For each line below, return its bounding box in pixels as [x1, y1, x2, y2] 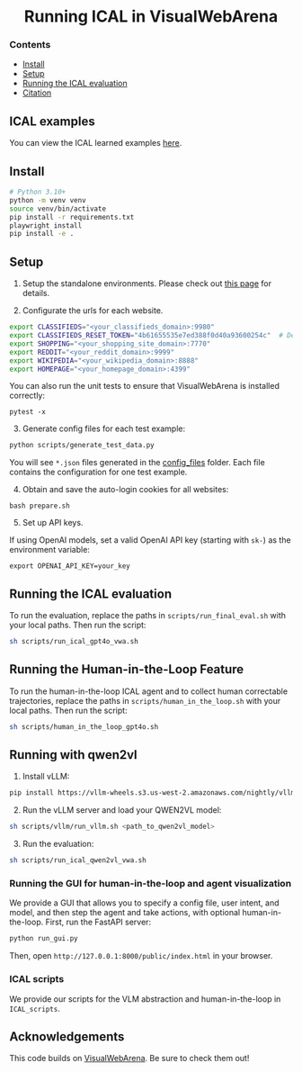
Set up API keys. [22, 518, 84, 528]
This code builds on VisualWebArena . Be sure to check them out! [9, 1053, 250, 1064]
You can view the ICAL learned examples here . [9, 138, 182, 149]
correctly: [9, 390, 46, 401]
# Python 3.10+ [9, 187, 67, 197]
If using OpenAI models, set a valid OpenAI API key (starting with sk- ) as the [9, 535, 291, 545]
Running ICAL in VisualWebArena [23, 6, 279, 27]
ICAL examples [9, 113, 96, 129]
